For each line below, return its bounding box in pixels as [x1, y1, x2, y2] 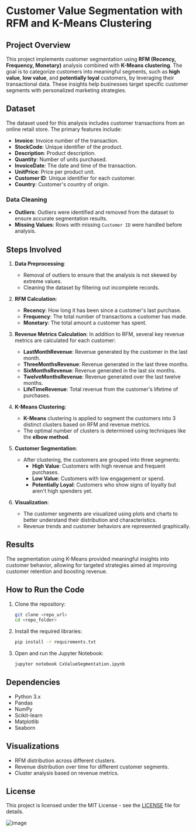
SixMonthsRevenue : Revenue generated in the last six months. [23, 367, 176, 374]
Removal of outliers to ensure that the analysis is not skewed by [23, 271, 177, 279]
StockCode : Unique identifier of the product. [14, 143, 123, 150]
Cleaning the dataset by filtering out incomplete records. [23, 284, 160, 291]
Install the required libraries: [14, 628, 82, 635]
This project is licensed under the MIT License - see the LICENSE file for [6, 802, 180, 809]
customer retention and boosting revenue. [6, 568, 108, 575]
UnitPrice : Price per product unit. [14, 168, 95, 175]
